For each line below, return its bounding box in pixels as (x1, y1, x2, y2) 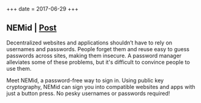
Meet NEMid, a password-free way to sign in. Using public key (6, 76, 164, 84)
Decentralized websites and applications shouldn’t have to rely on (6, 39, 173, 46)
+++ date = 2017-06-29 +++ (6, 5, 78, 12)
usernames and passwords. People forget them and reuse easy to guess (6, 45, 190, 52)
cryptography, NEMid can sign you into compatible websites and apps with (6, 83, 195, 90)
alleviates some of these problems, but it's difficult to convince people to (6, 58, 190, 66)
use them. (6, 65, 32, 72)
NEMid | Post (6, 23, 57, 33)
